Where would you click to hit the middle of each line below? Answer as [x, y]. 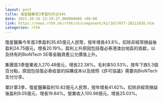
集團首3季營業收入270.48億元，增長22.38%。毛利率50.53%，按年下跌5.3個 [82, 65]
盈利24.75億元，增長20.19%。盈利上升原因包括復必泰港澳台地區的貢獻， [78, 48]
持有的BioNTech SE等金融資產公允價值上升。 [55, 55]
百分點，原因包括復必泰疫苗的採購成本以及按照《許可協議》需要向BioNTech [81, 71]
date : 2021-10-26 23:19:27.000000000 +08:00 [51, 19]
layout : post [18, 10]
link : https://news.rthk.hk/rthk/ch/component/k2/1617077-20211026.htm [80, 23]
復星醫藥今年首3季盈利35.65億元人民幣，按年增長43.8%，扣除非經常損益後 [81, 42]
